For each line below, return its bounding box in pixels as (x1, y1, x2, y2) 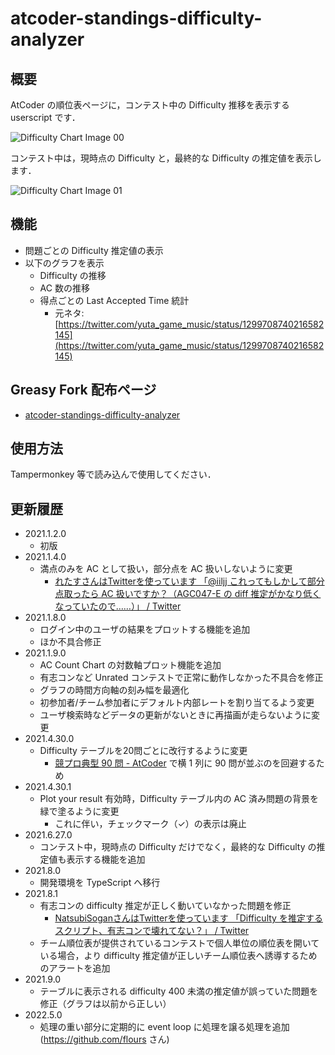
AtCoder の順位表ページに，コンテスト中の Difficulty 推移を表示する (10, 99, 290, 111)
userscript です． (10, 112, 81, 123)
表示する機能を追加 (66, 853, 146, 866)
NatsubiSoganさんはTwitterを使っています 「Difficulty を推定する (54, 912, 323, 924)
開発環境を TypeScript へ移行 (39, 877, 161, 889)
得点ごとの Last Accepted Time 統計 (39, 294, 190, 306)
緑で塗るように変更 (39, 805, 120, 817)
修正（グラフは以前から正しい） (39, 998, 172, 1010)
